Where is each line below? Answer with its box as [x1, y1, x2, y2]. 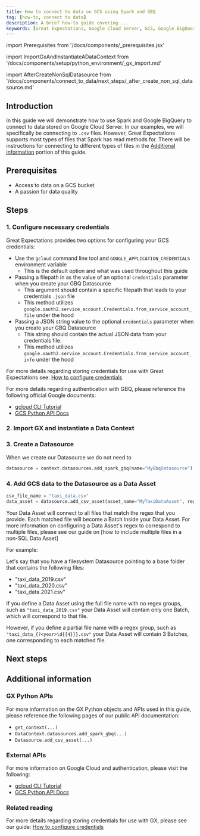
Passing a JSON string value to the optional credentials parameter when [14, 318, 194, 325]
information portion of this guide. [6, 148, 87, 156]
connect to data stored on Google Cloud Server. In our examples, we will [6, 123, 184, 130]
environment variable [14, 260, 67, 268]
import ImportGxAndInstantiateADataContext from [6, 53, 129, 60]
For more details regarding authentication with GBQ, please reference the [6, 385, 186, 392]
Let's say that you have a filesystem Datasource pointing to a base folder [6, 558, 185, 565]
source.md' [6, 84, 35, 91]
